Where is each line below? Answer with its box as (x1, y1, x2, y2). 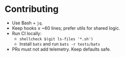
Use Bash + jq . (11, 20, 43, 26)
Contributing (4, 3, 59, 15)
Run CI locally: (11, 30, 42, 36)
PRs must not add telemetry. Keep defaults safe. (11, 46, 111, 52)
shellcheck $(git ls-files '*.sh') (19, 36, 93, 42)
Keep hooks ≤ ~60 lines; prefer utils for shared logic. (11, 25, 121, 31)
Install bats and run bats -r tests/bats (19, 41, 101, 47)
